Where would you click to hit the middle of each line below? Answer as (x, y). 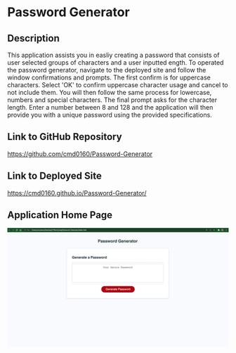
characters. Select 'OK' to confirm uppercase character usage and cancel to (118, 85)
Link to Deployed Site (54, 176)
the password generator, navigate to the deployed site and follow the (107, 70)
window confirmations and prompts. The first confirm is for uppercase (109, 77)
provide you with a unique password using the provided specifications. (110, 115)
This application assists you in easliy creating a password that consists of (113, 55)
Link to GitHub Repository (65, 137)
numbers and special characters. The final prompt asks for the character (112, 100)
